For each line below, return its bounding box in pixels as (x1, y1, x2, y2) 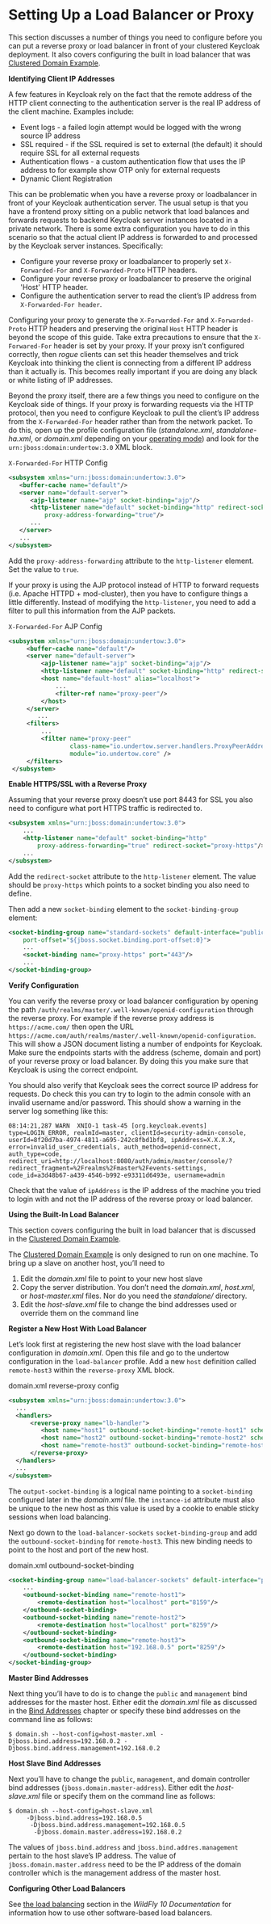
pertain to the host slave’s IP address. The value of (8, 1851, 177, 1861)
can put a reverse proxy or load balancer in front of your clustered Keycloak (8, 40, 261, 50)
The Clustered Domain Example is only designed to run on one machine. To (8, 1250, 259, 1259)
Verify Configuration (8, 980, 79, 990)
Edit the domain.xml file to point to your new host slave (19, 1274, 203, 1283)
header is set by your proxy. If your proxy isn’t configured (53, 341, 244, 351)
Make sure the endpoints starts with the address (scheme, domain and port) (8, 1048, 261, 1057)
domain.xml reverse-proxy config (8, 1380, 119, 1390)
